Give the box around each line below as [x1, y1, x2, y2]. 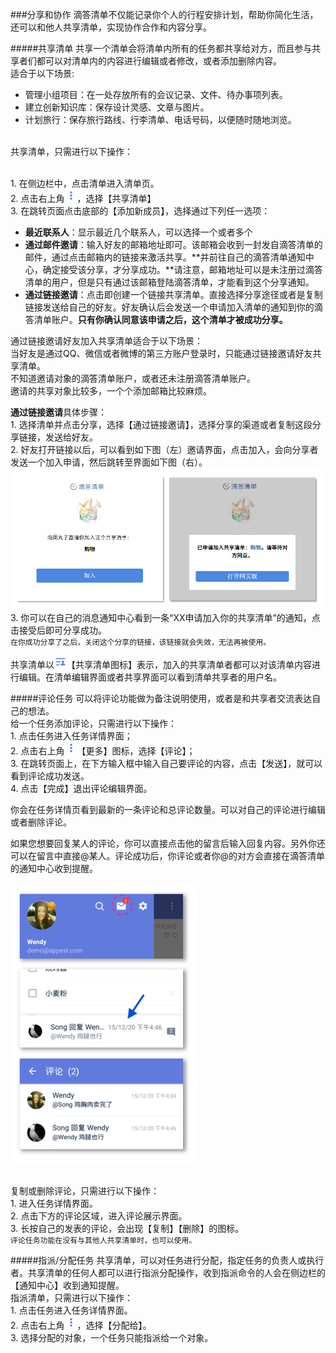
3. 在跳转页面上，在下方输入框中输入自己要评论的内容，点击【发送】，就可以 [10, 758, 323, 770]
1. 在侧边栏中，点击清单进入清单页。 [10, 178, 160, 189]
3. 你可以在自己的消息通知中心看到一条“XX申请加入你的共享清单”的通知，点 [10, 612, 321, 624]
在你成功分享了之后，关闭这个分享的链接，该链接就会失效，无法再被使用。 [10, 638, 272, 648]
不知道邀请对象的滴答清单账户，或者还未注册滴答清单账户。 [10, 373, 256, 384]
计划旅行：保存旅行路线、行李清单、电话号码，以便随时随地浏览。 [24, 114, 297, 125]
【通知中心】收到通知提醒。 [10, 1279, 125, 1291]
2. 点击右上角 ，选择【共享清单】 [10, 193, 157, 204]
